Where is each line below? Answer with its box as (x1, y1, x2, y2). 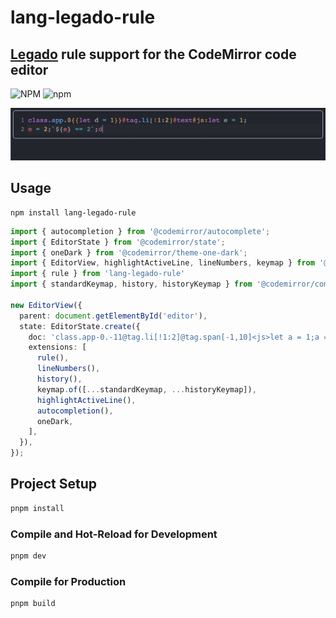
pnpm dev (10, 551, 47, 561)
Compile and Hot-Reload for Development (10, 527, 218, 541)
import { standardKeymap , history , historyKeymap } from (10, 279, 253, 290)
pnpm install (10, 503, 65, 513)
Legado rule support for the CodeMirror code (10, 46, 297, 63)
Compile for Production (10, 574, 127, 588)
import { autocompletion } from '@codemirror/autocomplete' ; (10, 226, 271, 236)
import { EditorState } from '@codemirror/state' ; (10, 237, 226, 247)
